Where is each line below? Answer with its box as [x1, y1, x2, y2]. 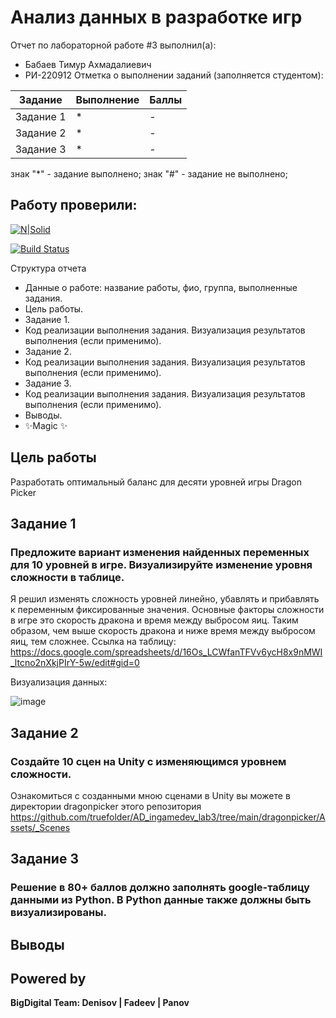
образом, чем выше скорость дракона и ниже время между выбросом [10, 625, 316, 637]
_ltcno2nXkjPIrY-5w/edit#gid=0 [10, 657, 140, 669]
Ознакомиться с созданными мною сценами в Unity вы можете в [10, 789, 291, 801]
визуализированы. [10, 906, 107, 920]
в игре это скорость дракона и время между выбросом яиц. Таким [10, 614, 299, 626]
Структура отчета [10, 262, 87, 274]
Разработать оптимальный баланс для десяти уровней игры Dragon [10, 476, 302, 488]
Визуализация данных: [10, 676, 108, 688]
